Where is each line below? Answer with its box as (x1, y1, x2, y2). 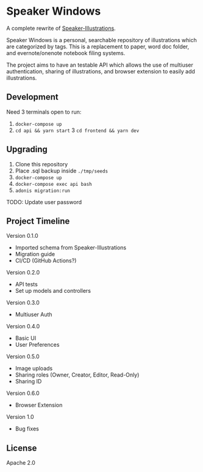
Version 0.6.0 (6, 389, 40, 397)
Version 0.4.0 (6, 323, 40, 330)
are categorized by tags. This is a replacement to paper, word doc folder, (6, 43, 190, 50)
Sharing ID (15, 378, 42, 385)
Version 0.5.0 (6, 353, 40, 360)
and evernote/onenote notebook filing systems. (6, 49, 126, 56)
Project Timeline (6, 216, 70, 226)
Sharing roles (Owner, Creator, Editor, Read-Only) (15, 371, 140, 378)
